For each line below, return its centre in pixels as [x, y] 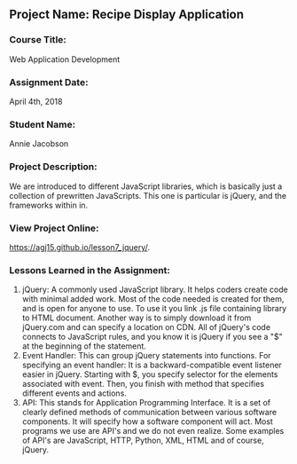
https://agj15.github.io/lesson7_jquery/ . [80, 247]
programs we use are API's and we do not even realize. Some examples [153, 431]
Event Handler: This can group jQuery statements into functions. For [147, 356]
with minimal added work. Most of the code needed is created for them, [153, 299]
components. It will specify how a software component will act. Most [147, 421]
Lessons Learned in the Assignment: [90, 270]
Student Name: [43, 124]
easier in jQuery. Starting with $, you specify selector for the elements [150, 374]
